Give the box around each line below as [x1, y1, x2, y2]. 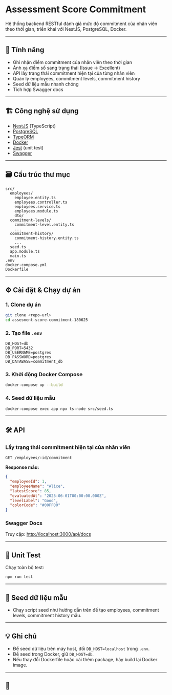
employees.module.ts [14, 209, 58, 214]
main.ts [10, 253, 27, 259]
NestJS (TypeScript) [12, 123, 56, 129]
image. [12, 662, 28, 668]
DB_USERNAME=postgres [5, 350, 52, 355]
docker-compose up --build [5, 382, 63, 387]
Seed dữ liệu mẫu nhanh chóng [12, 81, 79, 87]
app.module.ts [10, 249, 40, 254]
